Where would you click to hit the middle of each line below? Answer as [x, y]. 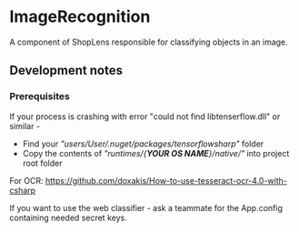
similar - [25, 126]
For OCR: [26, 180]
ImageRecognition [80, 17]
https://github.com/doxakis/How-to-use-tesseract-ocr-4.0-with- [166, 180]
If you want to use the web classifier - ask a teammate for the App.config [146, 207]
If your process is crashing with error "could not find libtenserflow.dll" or [145, 116]
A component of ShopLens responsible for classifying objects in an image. [149, 42]
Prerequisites [40, 96]
